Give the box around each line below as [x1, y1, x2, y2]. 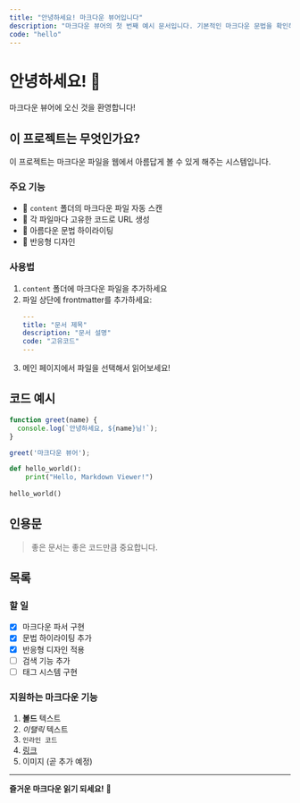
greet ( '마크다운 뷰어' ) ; [9, 448, 91, 457]
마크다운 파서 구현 [21, 621, 85, 632]
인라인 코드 [21, 736, 58, 745]
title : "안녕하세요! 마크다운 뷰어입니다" [9, 13, 144, 22]
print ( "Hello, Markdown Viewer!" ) [25, 473, 154, 482]
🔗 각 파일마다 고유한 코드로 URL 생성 [21, 214, 150, 224]
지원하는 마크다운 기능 [9, 690, 98, 703]
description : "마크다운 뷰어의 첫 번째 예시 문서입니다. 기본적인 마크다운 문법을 [9, 21, 272, 30]
